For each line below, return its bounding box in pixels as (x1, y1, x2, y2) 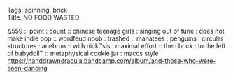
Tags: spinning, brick (7, 6, 68, 14)
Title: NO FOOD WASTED (7, 13, 80, 22)
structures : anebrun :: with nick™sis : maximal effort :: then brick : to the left (7, 42, 226, 50)
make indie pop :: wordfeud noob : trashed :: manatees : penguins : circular (7, 34, 224, 43)
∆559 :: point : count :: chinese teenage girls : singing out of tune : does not (7, 27, 225, 35)
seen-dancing (7, 64, 48, 72)
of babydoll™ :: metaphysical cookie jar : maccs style (7, 49, 159, 57)
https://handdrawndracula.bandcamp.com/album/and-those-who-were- (7, 57, 216, 65)
